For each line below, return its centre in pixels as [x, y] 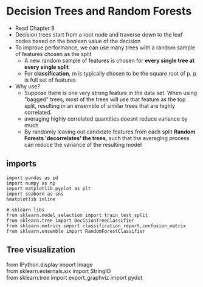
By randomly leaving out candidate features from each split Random [110, 132]
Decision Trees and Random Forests [99, 11]
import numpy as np [31, 183]
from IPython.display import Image [50, 264]
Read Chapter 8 [35, 28]
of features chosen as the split [53, 54]
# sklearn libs [26, 210]
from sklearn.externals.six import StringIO [59, 271]
